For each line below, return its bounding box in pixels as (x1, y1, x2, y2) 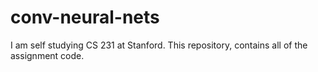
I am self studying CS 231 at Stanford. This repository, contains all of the (10, 39, 308, 51)
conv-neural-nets (10, 6, 160, 29)
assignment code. (10, 49, 85, 61)
